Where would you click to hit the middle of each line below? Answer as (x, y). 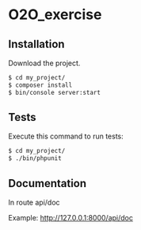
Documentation (48, 183)
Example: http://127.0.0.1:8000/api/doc (70, 218)
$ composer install (40, 85)
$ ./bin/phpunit (35, 158)
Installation (36, 44)
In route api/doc (34, 202)
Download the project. (44, 63)
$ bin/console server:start (55, 92)
